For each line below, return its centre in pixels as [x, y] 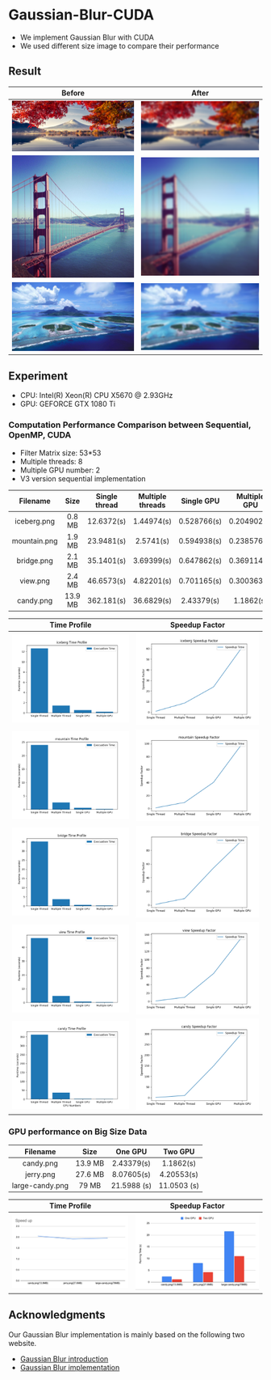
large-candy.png [40, 1186]
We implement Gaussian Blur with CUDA [87, 37]
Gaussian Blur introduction [64, 1359]
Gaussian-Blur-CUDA [81, 15]
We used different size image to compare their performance [119, 45]
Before [73, 93]
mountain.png [35, 541]
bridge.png [35, 561]
